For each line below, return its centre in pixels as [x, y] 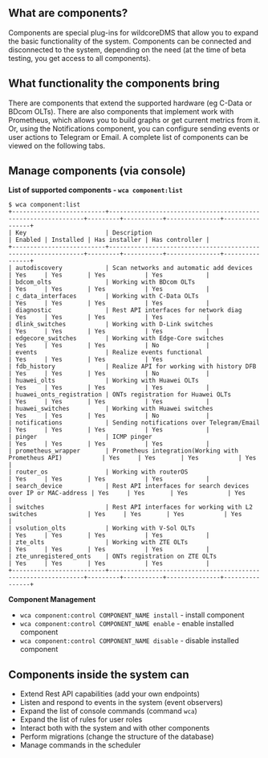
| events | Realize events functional [106, 353]
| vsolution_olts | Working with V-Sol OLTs [102, 529]
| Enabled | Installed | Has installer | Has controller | [109, 240]
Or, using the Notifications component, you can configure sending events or [134, 129]
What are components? [68, 13]
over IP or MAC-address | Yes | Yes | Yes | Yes [127, 494]
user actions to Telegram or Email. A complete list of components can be [128, 137]
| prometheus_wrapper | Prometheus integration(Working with [124, 451]
